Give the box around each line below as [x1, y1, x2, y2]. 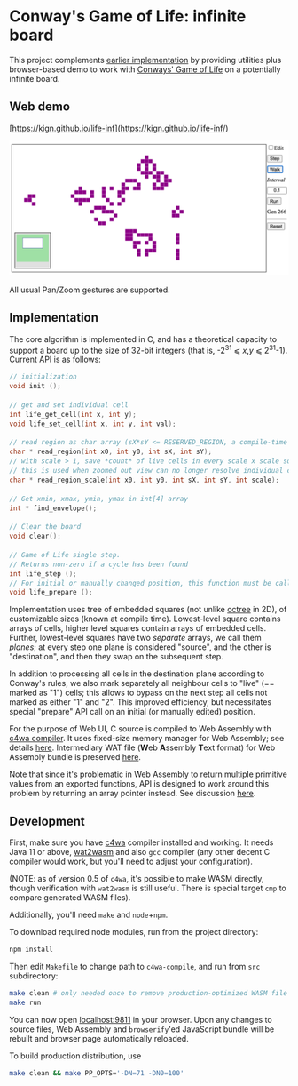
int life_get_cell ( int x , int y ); [9, 410, 137, 419]
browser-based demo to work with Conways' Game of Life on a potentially [9, 64, 281, 75]
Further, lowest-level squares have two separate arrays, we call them [9, 633, 262, 643]
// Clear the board [9, 523, 82, 531]
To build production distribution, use [9, 1050, 142, 1061]
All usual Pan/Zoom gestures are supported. [9, 284, 170, 295]
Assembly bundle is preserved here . [9, 752, 142, 763]
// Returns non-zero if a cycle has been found [9, 560, 189, 569]
